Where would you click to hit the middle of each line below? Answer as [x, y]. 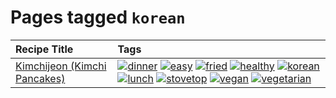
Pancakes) [40, 78]
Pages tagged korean [98, 17]
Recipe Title [44, 49]
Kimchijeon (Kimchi [61, 66]
